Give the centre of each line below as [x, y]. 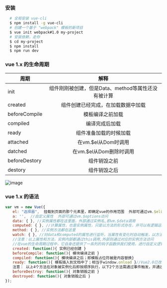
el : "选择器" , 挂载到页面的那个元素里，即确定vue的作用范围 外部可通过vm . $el [86, 212]
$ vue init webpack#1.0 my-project [46, 32]
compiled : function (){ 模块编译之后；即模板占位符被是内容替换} [73, 258]
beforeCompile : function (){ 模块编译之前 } [56, 253]
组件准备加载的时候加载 [103, 133]
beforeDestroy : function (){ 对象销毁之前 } [56, 272]
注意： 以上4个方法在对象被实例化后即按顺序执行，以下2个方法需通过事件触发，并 [84, 267]
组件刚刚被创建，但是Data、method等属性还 [101, 88]
